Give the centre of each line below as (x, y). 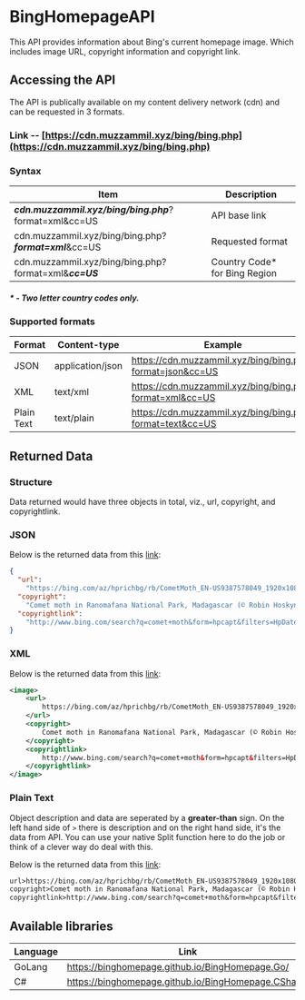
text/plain (74, 418)
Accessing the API (63, 80)
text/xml (71, 392)
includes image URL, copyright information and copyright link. (125, 51)
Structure (31, 481)
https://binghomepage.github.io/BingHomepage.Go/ (178, 966)
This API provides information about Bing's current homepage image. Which (152, 42)
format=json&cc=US (175, 371)
